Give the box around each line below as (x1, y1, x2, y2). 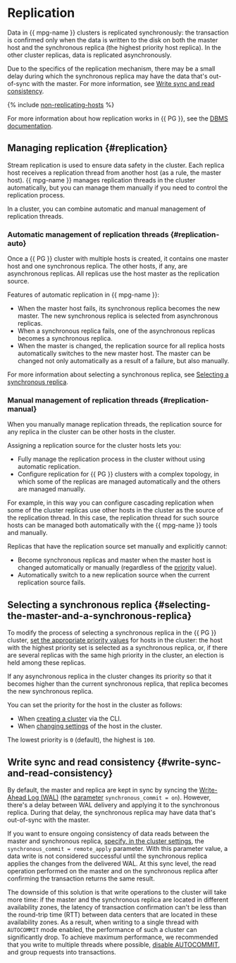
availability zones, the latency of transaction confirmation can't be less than (7, 902, 227, 911)
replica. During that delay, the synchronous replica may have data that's (7, 808, 216, 816)
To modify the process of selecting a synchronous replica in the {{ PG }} (7, 629, 217, 637)
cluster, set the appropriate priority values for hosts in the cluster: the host (7, 636, 223, 644)
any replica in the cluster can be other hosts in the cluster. (7, 428, 176, 436)
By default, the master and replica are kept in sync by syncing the (7, 785, 198, 794)
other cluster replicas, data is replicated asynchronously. (7, 51, 172, 59)
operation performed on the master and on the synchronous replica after (7, 866, 218, 875)
